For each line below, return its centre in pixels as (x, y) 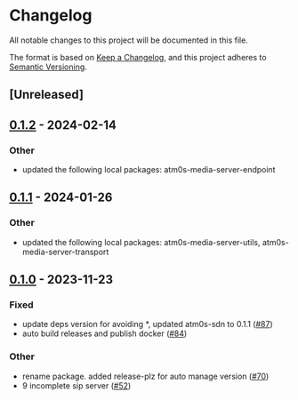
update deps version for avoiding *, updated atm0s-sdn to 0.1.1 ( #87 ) (147, 324)
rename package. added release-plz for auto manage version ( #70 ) (145, 376)
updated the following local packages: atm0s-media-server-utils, (141, 242)
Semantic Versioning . (48, 67)
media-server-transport (65, 252)
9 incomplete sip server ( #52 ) (77, 385)
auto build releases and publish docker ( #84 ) (105, 333)
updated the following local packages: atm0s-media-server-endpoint (149, 170)
